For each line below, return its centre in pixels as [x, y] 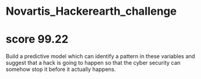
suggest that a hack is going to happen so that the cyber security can [93, 63]
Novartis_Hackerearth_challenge [91, 11]
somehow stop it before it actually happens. [61, 69]
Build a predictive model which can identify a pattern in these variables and [100, 56]
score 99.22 [37, 39]
